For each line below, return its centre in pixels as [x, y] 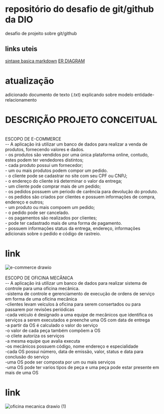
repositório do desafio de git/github [80, 9]
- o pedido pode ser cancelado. [37, 212]
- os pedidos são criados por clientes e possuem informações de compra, [80, 197]
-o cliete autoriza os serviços [35, 336]
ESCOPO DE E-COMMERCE [33, 139]
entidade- [144, 95]
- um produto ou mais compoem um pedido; [50, 207]
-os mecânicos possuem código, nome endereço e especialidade [72, 346]
